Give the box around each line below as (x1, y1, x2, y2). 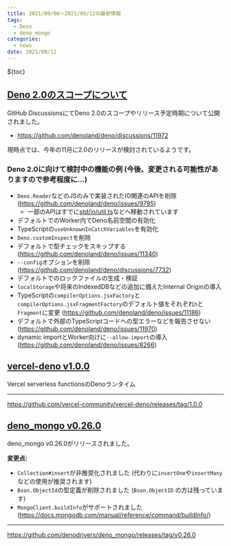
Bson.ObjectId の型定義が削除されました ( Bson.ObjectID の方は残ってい (16, 485, 218, 494)
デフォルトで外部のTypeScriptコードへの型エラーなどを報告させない (16, 316, 211, 325)
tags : (7, 17, 23, 23)
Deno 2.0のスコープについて (7, 89, 128, 101)
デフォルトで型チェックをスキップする (16, 242, 126, 250)
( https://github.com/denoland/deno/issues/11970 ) (16, 325, 158, 333)
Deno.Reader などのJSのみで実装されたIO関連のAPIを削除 (16, 191, 177, 200)
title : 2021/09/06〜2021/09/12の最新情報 (7, 10, 122, 17)
